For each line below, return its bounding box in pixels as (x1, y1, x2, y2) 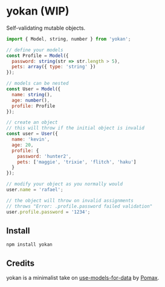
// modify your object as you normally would (6, 181, 123, 187)
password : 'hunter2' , (17, 153, 71, 159)
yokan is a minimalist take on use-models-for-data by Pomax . (6, 274, 160, 282)
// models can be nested (6, 81, 69, 87)
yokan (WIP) (6, 4, 70, 18)
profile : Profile (11, 103, 56, 109)
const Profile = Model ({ (6, 53, 69, 59)
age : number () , (11, 97, 50, 104)
